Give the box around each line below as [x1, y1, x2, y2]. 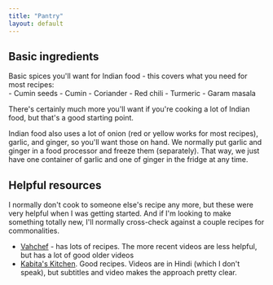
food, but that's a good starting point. [8, 113, 134, 123]
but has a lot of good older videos [20, 250, 134, 261]
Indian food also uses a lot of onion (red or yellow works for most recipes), [8, 129, 258, 138]
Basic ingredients [8, 50, 99, 64]
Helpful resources [8, 178, 102, 192]
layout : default [8, 20, 64, 28]
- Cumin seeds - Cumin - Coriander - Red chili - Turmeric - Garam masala [8, 89, 257, 99]
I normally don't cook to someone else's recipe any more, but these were [8, 200, 254, 210]
